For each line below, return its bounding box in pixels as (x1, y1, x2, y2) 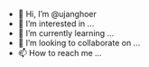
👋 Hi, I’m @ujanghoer (17, 9, 98, 19)
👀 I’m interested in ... (17, 18, 95, 29)
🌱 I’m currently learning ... (17, 28, 115, 38)
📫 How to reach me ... (17, 48, 102, 58)
